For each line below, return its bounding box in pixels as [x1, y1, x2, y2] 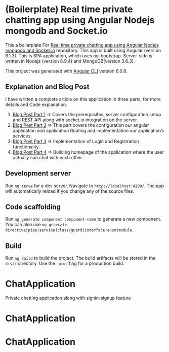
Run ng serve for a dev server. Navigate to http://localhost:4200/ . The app [5, 183, 164, 189]
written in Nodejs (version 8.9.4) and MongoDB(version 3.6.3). [5, 58, 135, 64]
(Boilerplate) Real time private [5, 4, 133, 15]
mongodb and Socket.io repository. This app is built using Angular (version [5, 47, 161, 53]
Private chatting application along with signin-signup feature [5, 295, 132, 301]
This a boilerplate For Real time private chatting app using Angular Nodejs [5, 42, 159, 48]
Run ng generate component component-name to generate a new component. [5, 216, 162, 222]
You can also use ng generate [5, 222, 67, 228]
